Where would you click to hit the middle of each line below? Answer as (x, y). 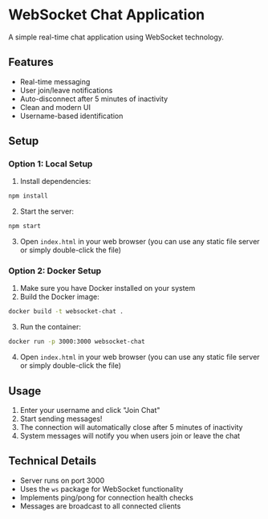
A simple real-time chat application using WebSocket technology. (116, 37)
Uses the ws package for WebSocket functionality (102, 488)
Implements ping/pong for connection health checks (107, 497)
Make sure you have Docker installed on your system (108, 288)
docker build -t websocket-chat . (66, 312)
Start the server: (47, 211)
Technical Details (53, 461)
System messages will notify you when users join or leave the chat (130, 436)
